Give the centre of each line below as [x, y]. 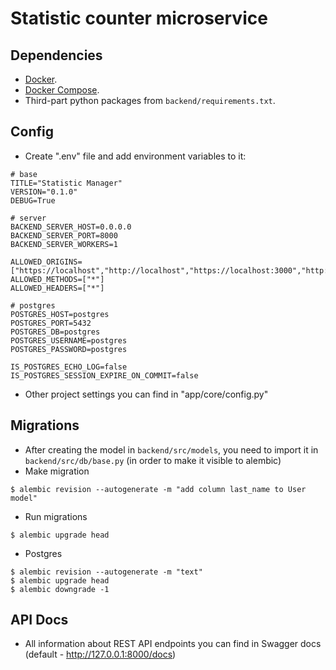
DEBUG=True [33, 200]
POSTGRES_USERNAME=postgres [69, 340]
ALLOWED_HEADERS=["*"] [57, 288]
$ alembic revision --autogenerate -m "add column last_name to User [158, 489]
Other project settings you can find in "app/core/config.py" [146, 394]
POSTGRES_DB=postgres [55, 332]
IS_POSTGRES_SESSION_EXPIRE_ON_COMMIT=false [104, 375]
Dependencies [56, 55]
